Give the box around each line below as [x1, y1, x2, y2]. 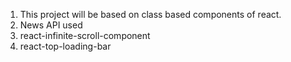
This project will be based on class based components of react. [19, 9, 282, 20]
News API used [19, 19, 83, 31]
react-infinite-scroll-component [19, 30, 151, 41]
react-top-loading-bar [19, 40, 112, 52]
